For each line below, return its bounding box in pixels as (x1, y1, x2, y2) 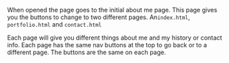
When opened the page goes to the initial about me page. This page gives (7, 6, 217, 14)
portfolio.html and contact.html (7, 21, 102, 28)
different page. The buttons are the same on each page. (7, 48, 166, 56)
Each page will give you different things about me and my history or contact (7, 34, 223, 42)
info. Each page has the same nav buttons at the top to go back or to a (7, 41, 207, 49)
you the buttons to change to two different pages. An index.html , (7, 13, 190, 21)
